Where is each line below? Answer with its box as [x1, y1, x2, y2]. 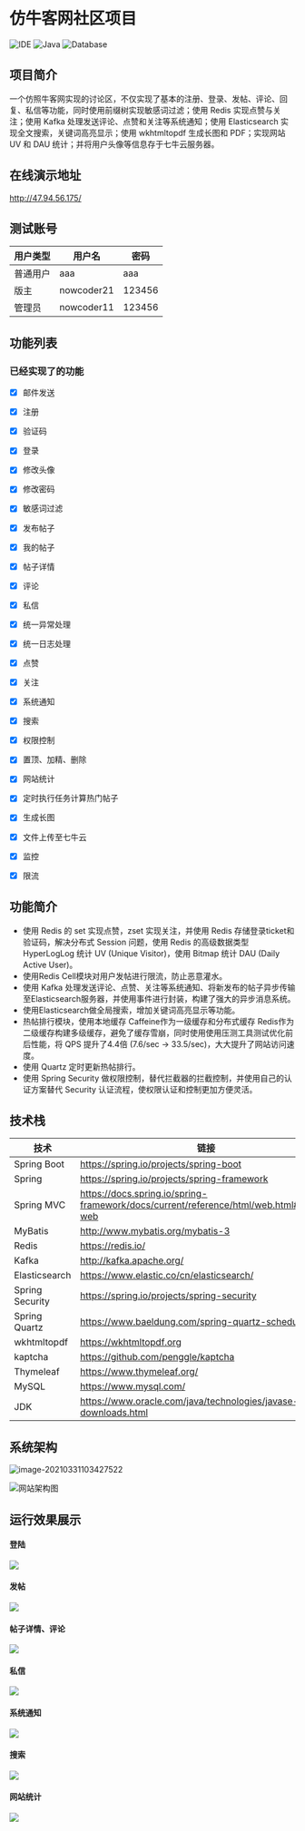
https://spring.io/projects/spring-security [80, 1289, 257, 1302]
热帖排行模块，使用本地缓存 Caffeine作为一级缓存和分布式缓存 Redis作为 [22, 1015, 295, 1026]
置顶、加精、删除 [22, 754, 87, 765]
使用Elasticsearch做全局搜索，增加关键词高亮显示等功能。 [22, 1004, 241, 1015]
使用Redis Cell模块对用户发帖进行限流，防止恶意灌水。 [22, 970, 228, 981]
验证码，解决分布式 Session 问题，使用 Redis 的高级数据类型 [22, 936, 250, 947]
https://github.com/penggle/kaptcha [80, 1351, 235, 1364]
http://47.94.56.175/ [9, 192, 82, 203]
